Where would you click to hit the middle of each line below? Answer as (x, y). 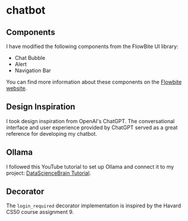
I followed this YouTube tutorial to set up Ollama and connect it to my (90, 166)
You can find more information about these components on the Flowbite (94, 82)
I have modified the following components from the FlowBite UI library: (93, 46)
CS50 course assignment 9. (40, 212)
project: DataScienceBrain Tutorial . (49, 173)
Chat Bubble (30, 58)
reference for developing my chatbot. (52, 133)
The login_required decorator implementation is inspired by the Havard (94, 206)
